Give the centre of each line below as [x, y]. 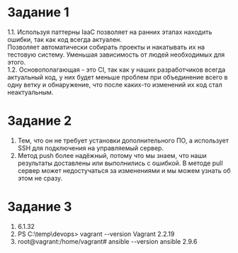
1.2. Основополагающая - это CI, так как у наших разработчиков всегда [117, 69]
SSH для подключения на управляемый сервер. [91, 148]
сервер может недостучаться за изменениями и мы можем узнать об [124, 170]
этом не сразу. [40, 178]
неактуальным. [30, 92]
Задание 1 [38, 12]
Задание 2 [40, 121]
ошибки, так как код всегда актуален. [65, 39]
